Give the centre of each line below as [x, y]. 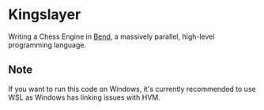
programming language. [47, 44]
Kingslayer [45, 15]
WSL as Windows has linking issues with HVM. [84, 97]
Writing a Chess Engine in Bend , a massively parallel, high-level [111, 36]
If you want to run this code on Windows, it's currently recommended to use [132, 89]
